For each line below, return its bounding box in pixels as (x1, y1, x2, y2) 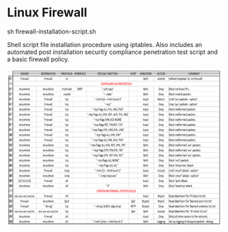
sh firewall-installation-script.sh (7, 27, 96, 35)
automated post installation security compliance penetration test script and (7, 48, 218, 56)
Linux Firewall (7, 5, 87, 20)
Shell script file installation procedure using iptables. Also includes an (7, 40, 203, 48)
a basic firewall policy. (7, 55, 70, 63)
